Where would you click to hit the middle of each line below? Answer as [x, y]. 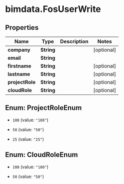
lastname [19, 74]
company [19, 50]
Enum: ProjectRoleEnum [44, 108]
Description [74, 42]
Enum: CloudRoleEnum [42, 155]
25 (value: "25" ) [28, 139]
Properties [22, 28]
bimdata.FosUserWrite [53, 9]
